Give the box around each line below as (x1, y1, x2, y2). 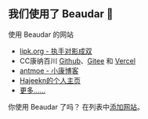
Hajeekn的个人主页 (19, 75, 81, 85)
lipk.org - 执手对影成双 (19, 46, 92, 56)
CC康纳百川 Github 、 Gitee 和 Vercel (19, 56, 135, 65)
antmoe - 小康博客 (19, 66, 79, 75)
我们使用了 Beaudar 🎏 (8, 7, 114, 21)
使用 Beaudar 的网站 (8, 30, 74, 39)
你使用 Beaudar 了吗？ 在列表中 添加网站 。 (8, 102, 145, 111)
